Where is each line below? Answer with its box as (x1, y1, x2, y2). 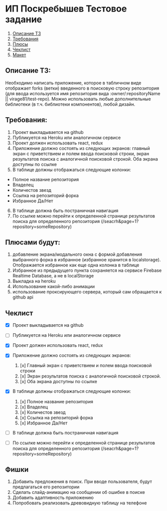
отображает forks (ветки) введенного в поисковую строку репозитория (5, 85, 159, 91)
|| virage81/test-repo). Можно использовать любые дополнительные (5, 96, 151, 102)
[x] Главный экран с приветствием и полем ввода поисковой (20, 362, 152, 369)
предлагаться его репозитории (12, 484, 80, 490)
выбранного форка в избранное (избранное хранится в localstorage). (12, 257, 161, 263)
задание (5, 14, 43, 25)
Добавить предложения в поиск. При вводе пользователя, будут (12, 479, 152, 485)
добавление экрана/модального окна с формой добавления (12, 251, 142, 257)
